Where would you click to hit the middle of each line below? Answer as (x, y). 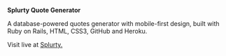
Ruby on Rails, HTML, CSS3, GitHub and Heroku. (77, 31)
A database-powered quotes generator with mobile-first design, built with (113, 23)
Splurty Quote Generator (44, 10)
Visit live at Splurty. (35, 44)
